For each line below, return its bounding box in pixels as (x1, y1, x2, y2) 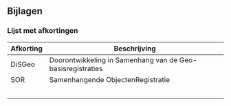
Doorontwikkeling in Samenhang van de (49, 55, 178, 64)
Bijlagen (7, 5, 43, 17)
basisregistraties (49, 64, 103, 73)
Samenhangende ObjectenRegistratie (49, 75, 170, 84)
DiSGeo (10, 59, 36, 69)
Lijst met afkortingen (7, 26, 78, 36)
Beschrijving (113, 44, 156, 53)
